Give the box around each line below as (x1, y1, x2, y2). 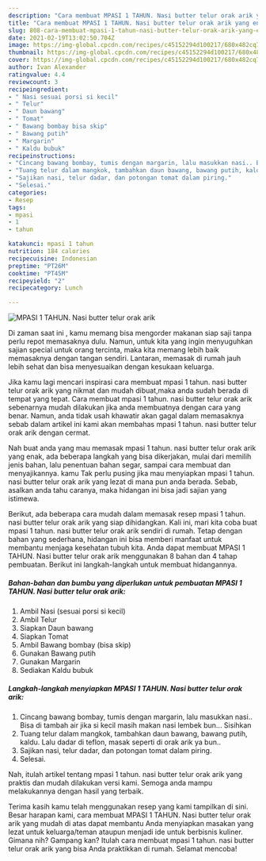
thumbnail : (8, 48, 44, 56)
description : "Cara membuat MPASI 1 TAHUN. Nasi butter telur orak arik (8, 11, 253, 20)
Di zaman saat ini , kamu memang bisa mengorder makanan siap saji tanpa (8, 329, 252, 338)
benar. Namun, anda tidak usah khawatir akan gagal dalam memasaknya (8, 411, 244, 421)
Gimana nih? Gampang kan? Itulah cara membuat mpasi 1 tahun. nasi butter (8, 836, 254, 845)
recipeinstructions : (8, 152, 77, 160)
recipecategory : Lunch (8, 284, 83, 292)
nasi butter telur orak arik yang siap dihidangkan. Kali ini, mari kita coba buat (8, 517, 257, 528)
